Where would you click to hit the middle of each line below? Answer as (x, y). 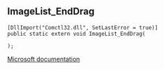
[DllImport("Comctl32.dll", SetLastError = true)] (83, 27)
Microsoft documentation (44, 59)
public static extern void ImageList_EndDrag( (76, 34)
